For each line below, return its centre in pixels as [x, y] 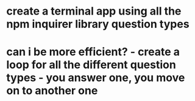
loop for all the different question [91, 65]
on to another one [52, 91]
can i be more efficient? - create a [93, 52]
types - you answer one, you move [96, 78]
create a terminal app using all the [94, 11]
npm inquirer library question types [98, 24]
